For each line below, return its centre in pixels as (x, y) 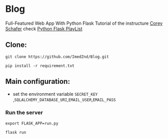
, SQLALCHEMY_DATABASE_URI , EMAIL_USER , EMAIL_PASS (64, 99)
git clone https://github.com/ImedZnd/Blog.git (57, 57)
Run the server (24, 113)
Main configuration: (38, 82)
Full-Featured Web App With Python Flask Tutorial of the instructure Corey (84, 23)
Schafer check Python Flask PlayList (44, 28)
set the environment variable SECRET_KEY (55, 94)
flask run (16, 132)
